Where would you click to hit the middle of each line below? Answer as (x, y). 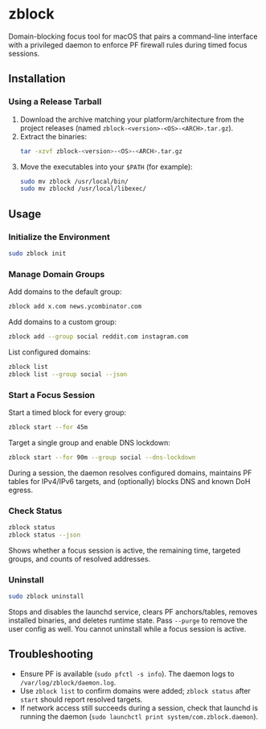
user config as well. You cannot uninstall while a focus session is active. (127, 628)
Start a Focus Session (51, 395)
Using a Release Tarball (55, 101)
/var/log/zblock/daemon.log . (68, 682)
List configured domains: (49, 352)
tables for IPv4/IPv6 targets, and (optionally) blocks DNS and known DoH (129, 481)
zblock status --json (45, 535)
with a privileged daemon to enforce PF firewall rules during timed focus (128, 44)
